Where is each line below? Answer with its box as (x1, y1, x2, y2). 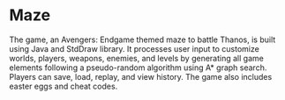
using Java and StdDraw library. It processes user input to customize (9, 43, 260, 54)
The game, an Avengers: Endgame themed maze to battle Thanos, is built (9, 34, 276, 45)
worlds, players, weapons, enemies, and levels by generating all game (9, 53, 265, 63)
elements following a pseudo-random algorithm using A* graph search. (9, 62, 267, 73)
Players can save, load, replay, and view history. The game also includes (9, 71, 273, 82)
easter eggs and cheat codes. (9, 81, 118, 91)
